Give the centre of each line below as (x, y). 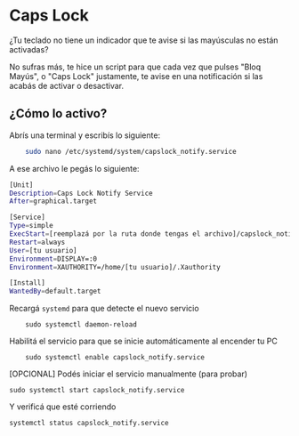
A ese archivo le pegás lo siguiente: (74, 168)
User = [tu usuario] (43, 250)
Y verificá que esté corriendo (63, 407)
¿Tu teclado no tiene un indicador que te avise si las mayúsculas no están (144, 40)
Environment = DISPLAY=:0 (53, 259)
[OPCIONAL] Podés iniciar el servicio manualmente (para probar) (128, 374)
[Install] (28, 283)
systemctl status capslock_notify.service (89, 424)
